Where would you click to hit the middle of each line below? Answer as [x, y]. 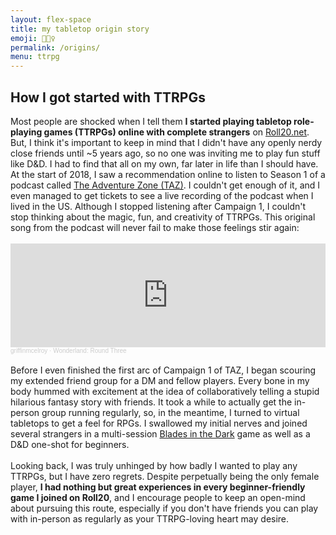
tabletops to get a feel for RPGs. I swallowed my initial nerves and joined [159, 423]
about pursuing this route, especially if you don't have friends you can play [164, 508]
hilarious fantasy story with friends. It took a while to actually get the [151, 402]
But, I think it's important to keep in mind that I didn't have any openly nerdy [166, 142]
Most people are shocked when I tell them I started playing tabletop [151, 121]
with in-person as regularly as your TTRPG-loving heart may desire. [150, 518]
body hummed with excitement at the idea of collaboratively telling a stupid [165, 391]
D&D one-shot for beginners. [70, 444]
